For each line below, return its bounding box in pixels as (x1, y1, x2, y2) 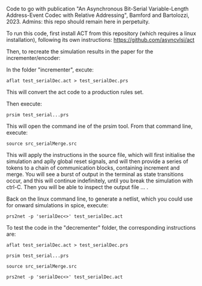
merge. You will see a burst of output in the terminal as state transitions (6, 171, 184, 178)
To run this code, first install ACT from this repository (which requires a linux (6, 30, 197, 37)
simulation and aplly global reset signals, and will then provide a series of (6, 158, 189, 165)
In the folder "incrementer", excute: (6, 66, 94, 73)
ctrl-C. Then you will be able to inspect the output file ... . (6, 184, 148, 190)
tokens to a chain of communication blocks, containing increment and (6, 164, 180, 171)
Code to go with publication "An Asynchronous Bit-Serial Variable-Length (6, 5, 189, 12)
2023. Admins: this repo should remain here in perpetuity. (6, 18, 150, 25)
